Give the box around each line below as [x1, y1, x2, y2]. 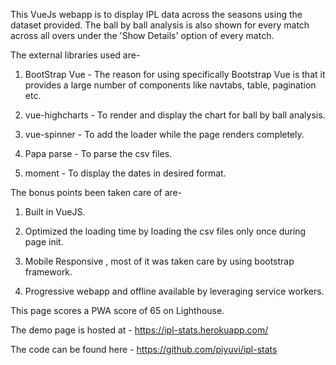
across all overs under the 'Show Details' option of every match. [10, 30, 275, 41]
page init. [24, 236, 64, 248]
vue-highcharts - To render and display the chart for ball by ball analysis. [24, 109, 326, 121]
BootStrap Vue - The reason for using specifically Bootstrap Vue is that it [24, 69, 326, 80]
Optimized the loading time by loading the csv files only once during [24, 225, 307, 237]
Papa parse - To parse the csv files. [24, 148, 173, 159]
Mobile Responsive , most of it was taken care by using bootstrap [24, 255, 295, 267]
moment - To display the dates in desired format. [24, 167, 227, 179]
